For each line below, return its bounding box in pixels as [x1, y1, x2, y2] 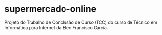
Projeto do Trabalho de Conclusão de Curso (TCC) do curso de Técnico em [4, 19, 158, 25]
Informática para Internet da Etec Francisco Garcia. [4, 24, 108, 30]
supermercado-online [4, 3, 97, 15]
